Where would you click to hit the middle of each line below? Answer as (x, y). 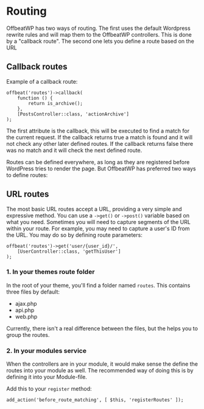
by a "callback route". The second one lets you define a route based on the (100, 41)
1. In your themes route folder (51, 272)
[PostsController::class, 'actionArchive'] (73, 114)
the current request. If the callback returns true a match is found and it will (100, 137)
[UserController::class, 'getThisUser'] (69, 252)
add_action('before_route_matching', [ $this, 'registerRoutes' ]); (95, 400)
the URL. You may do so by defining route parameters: (75, 235)
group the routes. (28, 335)
